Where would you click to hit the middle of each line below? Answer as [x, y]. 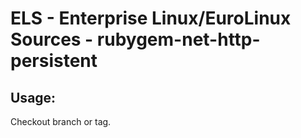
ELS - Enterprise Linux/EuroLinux [151, 18]
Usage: [33, 97]
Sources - [52, 39]
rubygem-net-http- [178, 39]
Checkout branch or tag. [61, 121]
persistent [54, 61]
